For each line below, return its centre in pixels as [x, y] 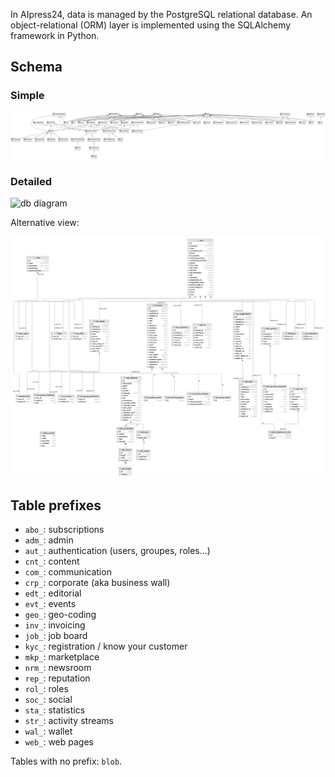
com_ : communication [68, 572]
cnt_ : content [52, 561]
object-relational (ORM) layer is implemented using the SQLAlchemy [151, 25]
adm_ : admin [49, 540]
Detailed [31, 181]
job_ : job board [56, 636]
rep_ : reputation [57, 678]
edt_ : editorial [53, 593]
